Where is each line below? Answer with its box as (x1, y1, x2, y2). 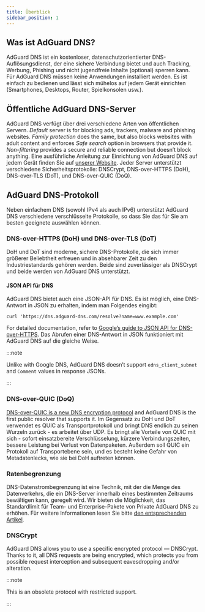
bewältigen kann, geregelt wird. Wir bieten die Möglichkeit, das (6, 496, 165, 504)
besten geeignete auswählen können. (6, 218, 101, 226)
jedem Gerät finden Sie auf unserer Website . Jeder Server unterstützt (6, 159, 182, 166)
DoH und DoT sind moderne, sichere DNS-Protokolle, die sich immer (6, 248, 179, 256)
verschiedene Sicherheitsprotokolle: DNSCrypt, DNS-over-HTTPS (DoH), (6, 166, 190, 173)
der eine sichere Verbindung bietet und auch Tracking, (53, 60, 191, 67)
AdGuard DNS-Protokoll (6, 190, 99, 200)
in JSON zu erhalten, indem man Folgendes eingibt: (28, 302, 158, 309)
